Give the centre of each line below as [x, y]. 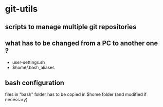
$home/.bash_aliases [33, 68]
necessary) [16, 100]
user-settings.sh [28, 62]
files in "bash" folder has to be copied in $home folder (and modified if [76, 94]
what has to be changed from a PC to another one [81, 43]
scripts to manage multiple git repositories [71, 27]
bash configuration [35, 83]
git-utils [21, 9]
